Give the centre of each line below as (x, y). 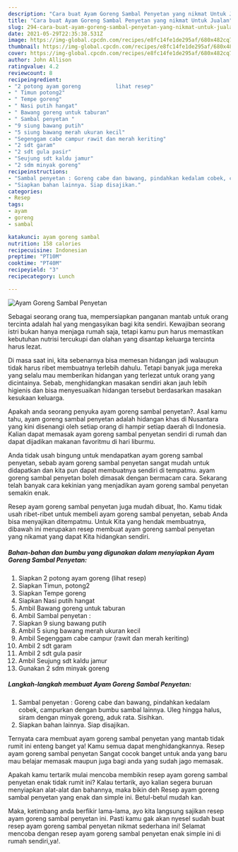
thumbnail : (24, 47)
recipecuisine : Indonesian (48, 250)
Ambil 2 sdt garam (45, 646)
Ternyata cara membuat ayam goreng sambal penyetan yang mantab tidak (116, 738)
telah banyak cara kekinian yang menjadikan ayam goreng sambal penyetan (118, 485)
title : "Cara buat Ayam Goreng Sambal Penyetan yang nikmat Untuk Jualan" (120, 21)
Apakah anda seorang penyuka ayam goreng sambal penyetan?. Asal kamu (118, 412)
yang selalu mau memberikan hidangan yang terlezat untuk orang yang (112, 375)
